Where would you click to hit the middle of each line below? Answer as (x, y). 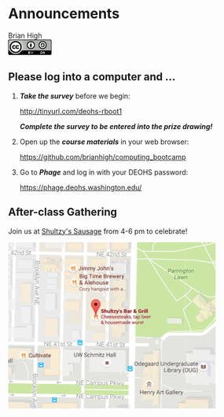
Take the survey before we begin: (75, 96)
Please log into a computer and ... (92, 77)
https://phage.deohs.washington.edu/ (81, 187)
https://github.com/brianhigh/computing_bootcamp (103, 157)
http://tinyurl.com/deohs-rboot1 (71, 111)
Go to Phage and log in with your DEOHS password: (104, 172)
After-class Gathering (63, 212)
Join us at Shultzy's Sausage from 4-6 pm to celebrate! (98, 231)
